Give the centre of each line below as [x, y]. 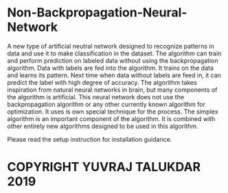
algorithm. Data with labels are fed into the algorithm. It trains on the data [111, 68]
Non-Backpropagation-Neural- [97, 13]
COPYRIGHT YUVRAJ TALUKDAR [104, 167]
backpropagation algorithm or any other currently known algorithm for [106, 104]
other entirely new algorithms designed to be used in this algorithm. [103, 126]
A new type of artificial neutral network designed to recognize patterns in [111, 46]
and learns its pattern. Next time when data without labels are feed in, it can [114, 75]
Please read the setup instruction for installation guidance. [90, 139]
